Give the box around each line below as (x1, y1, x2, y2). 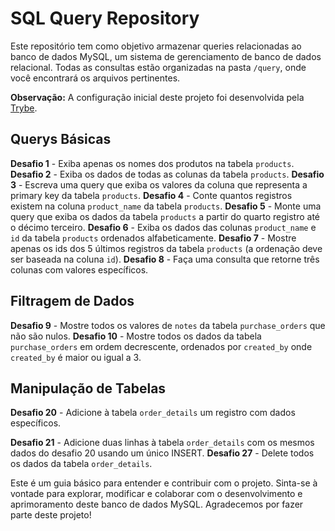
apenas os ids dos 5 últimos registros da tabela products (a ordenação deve (10, 242, 323, 254)
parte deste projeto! (10, 509, 92, 521)
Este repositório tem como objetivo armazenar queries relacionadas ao (10, 40, 302, 52)
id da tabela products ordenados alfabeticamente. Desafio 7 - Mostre (10, 232, 297, 244)
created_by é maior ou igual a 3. (10, 351, 142, 363)
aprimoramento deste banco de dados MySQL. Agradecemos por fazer (10, 498, 304, 511)
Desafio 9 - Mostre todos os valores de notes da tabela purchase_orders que (10, 319, 326, 331)
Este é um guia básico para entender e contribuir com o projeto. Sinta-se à (10, 477, 318, 489)
